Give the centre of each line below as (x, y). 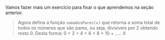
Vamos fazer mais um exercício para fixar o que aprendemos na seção (80, 7)
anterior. (14, 13)
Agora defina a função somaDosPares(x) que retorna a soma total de (89, 23)
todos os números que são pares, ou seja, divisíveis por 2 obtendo (88, 28)
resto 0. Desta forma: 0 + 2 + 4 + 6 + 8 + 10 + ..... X (72, 33)
